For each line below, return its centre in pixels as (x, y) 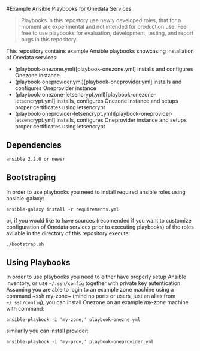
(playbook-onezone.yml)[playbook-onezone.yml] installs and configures (104, 69)
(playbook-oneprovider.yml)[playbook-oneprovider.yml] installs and (98, 82)
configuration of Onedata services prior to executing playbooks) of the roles (100, 227)
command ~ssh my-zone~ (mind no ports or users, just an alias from (91, 296)
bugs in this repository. (49, 39)
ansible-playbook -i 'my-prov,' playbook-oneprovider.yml (80, 342)
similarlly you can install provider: (47, 331)
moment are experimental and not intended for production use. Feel (104, 27)
